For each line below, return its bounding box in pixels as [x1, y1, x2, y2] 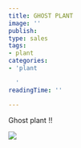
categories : [8, 57, 48, 65]
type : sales [8, 34, 48, 43]
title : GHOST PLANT [8, 11, 74, 20]
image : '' [8, 19, 42, 27]
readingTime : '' [8, 86, 63, 94]
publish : [8, 27, 38, 35]
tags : [8, 42, 26, 50]
